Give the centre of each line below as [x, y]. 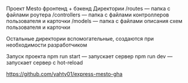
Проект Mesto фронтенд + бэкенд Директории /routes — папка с [88, 9]
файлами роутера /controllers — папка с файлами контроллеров [87, 15]
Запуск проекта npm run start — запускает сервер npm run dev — [90, 56]
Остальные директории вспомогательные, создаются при [80, 39]
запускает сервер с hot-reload [44, 62]
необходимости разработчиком [47, 45]
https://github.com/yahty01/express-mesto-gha [64, 74]
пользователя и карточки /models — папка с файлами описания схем [94, 21]
